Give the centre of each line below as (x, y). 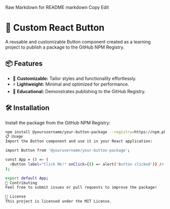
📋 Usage (14, 137)
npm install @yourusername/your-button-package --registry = (70, 132)
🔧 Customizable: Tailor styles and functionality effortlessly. (74, 78)
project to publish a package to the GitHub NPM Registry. (65, 47)
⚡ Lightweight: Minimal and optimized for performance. (71, 84)
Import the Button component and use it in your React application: (79, 141)
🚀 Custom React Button (55, 28)
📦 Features (24, 64)
